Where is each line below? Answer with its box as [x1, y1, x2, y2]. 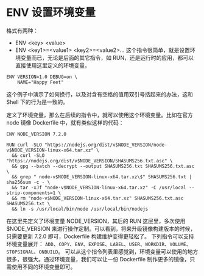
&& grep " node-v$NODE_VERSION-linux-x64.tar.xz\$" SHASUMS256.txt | [12, 173, 192, 180]
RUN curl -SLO [6, 142, 43, 148]
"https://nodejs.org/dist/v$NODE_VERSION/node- [44, 142, 167, 148]
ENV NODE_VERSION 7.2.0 [6, 131, 67, 137]
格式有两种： [6, 27, 38, 34]
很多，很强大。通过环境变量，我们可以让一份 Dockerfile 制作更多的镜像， [6, 255, 190, 263]
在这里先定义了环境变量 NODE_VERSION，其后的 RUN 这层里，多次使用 [6, 217, 186, 225]
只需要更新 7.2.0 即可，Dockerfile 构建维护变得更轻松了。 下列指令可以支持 [6, 233, 194, 240]
